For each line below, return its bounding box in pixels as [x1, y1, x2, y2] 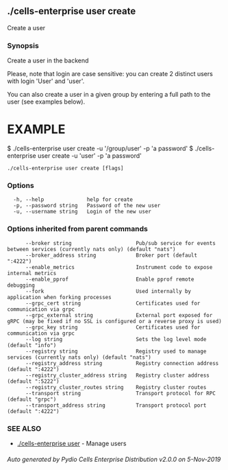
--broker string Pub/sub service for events [25, 239, 216, 246]
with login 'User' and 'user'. [7, 77, 85, 85]
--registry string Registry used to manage [25, 348, 207, 355]
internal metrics [7, 270, 57, 277]
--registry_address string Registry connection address [25, 360, 219, 366]
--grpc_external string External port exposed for [25, 312, 213, 318]
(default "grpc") [7, 396, 57, 403]
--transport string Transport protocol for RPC [25, 390, 216, 397]
